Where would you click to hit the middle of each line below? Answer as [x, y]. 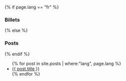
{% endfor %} [26, 74]
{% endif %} [17, 54]
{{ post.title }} [26, 69]
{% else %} [16, 30]
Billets [12, 20]
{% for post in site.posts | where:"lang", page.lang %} [66, 63]
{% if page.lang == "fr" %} [32, 7]
